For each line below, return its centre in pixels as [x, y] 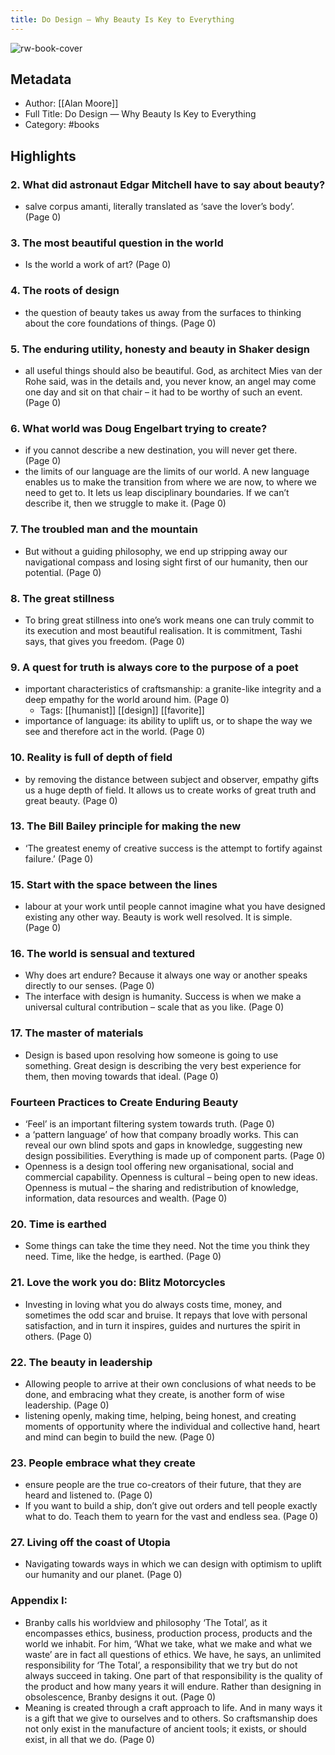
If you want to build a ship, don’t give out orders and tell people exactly [171, 1506]
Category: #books [62, 125]
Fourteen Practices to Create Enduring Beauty [124, 1102]
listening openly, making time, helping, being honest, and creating [160, 1415]
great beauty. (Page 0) [71, 800]
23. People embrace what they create [103, 1463]
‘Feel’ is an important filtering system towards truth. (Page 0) [149, 1123]
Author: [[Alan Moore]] [71, 103]
